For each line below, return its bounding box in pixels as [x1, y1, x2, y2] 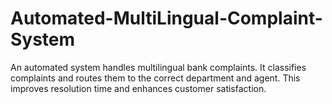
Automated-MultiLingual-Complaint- [10, 7, 323, 30]
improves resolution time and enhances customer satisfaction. [10, 82, 267, 94]
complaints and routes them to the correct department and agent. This [10, 72, 301, 84]
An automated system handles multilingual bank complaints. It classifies [10, 61, 307, 73]
